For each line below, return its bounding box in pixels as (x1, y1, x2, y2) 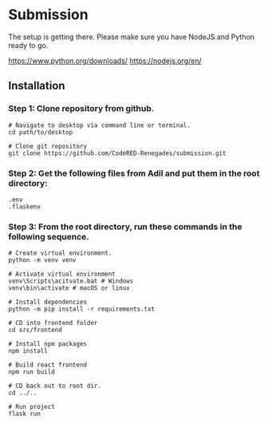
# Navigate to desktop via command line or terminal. (8, 121, 191, 129)
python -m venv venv (8, 256, 77, 264)
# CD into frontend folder (8, 319, 98, 327)
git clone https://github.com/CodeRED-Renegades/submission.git (8, 149, 227, 157)
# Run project (8, 403, 56, 411)
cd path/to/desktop (8, 128, 73, 137)
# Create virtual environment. (8, 249, 112, 257)
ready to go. (8, 40, 49, 50)
